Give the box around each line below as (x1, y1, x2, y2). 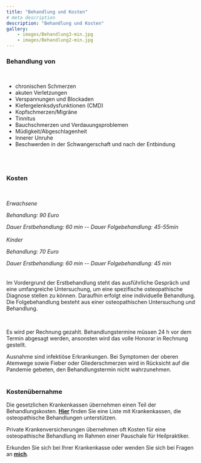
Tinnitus (15, 115, 36, 122)
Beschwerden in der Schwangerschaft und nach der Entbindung (15, 141, 176, 148)
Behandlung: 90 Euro (6, 211, 59, 218)
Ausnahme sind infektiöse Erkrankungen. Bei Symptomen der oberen (6, 353, 179, 360)
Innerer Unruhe (15, 134, 53, 141)
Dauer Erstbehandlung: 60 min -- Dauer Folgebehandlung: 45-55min (6, 223, 179, 231)
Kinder (6, 236, 23, 243)
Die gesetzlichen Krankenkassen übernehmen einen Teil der (6, 401, 156, 408)
